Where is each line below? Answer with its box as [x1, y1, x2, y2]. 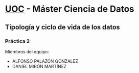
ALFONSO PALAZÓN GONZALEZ [12, 58, 78, 64]
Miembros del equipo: [5, 49, 49, 54]
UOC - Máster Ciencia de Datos [5, 3, 135, 15]
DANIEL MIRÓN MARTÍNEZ [12, 63, 67, 69]
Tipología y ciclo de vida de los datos [5, 23, 120, 31]
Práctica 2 [5, 38, 30, 45]
